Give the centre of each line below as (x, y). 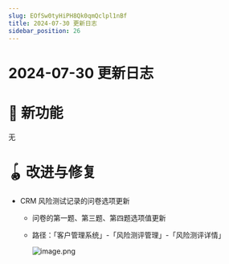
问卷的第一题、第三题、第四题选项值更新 (99, 218)
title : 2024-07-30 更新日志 (53, 23)
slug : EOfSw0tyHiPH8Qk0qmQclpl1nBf (68, 16)
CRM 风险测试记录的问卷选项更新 (75, 201)
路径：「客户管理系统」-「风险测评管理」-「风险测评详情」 (129, 235)
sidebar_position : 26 (45, 31)
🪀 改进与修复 (52, 172)
